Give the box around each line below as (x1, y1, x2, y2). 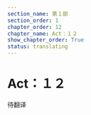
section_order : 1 (7, 17, 59, 24)
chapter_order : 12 (7, 23, 62, 30)
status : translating (7, 43, 69, 50)
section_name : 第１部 (7, 10, 68, 18)
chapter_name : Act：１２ (7, 30, 78, 37)
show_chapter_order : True (7, 37, 84, 44)
